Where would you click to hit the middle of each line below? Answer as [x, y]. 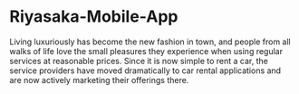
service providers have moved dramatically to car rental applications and [145, 70]
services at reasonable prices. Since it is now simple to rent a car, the [139, 61]
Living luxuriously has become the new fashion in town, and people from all [150, 42]
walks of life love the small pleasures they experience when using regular [146, 51]
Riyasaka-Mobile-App [94, 17]
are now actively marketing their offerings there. [99, 80]
